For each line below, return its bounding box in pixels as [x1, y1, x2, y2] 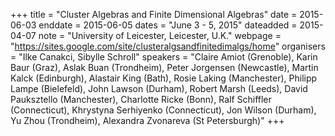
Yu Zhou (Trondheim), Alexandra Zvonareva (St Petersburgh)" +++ [10, 115, 285, 126]
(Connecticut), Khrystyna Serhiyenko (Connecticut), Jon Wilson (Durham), [10, 104, 317, 116]
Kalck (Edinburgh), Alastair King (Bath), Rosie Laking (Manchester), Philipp [10, 72, 318, 84]
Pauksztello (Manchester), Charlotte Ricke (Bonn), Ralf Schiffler [10, 94, 272, 105]
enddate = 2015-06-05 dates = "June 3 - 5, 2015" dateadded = [38, 19, 298, 31]
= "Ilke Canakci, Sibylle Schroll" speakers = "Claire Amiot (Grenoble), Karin [10, 51, 318, 63]
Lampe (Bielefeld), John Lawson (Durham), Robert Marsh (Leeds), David [10, 83, 308, 94]
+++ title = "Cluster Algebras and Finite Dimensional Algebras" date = [10, 9, 298, 20]
